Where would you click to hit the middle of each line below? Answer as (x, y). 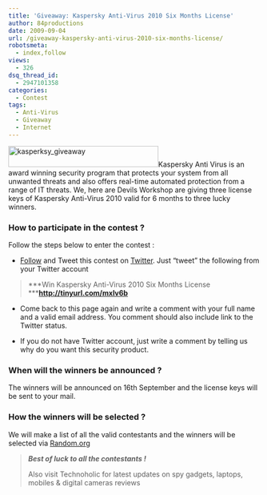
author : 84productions (46, 23)
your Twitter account (54, 269)
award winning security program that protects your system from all (118, 172)
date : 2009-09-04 (37, 30)
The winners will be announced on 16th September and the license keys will (133, 388)
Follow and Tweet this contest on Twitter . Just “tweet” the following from (139, 260)
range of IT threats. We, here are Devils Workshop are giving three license (130, 190)
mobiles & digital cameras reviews (84, 482)
